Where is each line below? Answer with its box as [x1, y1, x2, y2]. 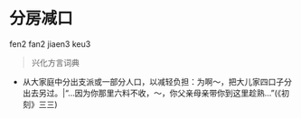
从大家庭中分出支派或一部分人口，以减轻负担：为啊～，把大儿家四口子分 [22, 76, 292, 86]
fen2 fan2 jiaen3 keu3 [9, 38, 91, 50]
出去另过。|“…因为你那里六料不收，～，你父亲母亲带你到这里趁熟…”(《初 [22, 87, 290, 98]
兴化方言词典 [31, 57, 80, 68]
